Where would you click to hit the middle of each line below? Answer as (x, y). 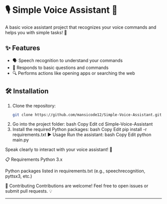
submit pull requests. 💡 (29, 191)
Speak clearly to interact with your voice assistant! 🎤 (59, 149)
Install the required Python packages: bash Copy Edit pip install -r (80, 130)
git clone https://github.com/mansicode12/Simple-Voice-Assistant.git (87, 115)
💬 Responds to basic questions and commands (60, 68)
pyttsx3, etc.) (19, 176)
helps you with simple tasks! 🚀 (36, 32)
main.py (20, 140)
